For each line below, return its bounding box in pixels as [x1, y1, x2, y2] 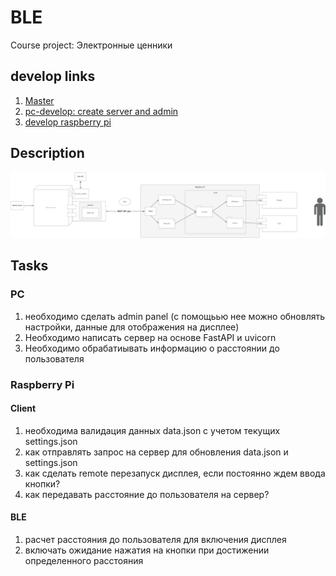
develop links [10, 68, 96, 85]
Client [10, 402, 37, 415]
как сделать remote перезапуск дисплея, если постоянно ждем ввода [24, 467, 326, 479]
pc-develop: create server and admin [24, 105, 179, 117]
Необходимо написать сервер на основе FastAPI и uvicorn [24, 331, 277, 343]
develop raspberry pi [24, 116, 112, 128]
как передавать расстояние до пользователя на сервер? [24, 488, 270, 500]
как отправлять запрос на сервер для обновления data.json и [24, 446, 289, 458]
